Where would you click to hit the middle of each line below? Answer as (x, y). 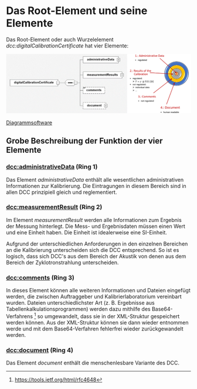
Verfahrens (20, 316)
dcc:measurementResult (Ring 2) (54, 207)
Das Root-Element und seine (77, 11)
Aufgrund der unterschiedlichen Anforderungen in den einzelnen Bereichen (97, 244)
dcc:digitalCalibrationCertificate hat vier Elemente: (67, 46)
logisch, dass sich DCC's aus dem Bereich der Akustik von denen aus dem (96, 256)
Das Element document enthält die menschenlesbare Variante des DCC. (93, 363)
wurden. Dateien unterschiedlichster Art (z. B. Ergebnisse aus (81, 303)
